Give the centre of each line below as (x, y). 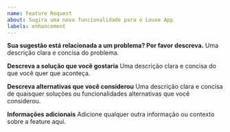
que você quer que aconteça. (49, 73)
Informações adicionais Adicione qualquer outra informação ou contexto (111, 114)
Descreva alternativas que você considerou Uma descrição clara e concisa (115, 87)
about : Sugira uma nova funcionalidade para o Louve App (90, 20)
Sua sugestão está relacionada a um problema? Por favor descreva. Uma (113, 46)
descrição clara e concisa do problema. (63, 53)
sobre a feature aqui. (37, 122)
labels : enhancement (37, 26)
